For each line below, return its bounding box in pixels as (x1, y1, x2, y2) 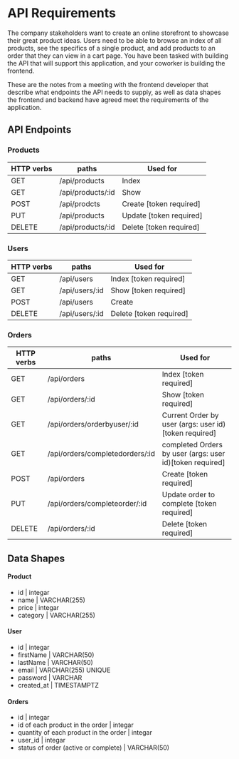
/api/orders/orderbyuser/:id (47, 419, 139, 429)
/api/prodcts (59, 198, 101, 208)
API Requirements (7, 5, 116, 21)
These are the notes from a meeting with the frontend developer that (7, 80, 208, 88)
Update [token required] (122, 210, 203, 220)
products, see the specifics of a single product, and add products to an (7, 44, 216, 52)
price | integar (17, 603, 59, 611)
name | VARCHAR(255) (17, 596, 85, 604)
